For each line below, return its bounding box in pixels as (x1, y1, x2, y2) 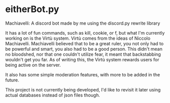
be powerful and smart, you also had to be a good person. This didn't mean (5, 46, 163, 52)
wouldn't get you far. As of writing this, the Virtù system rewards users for (5, 56, 159, 62)
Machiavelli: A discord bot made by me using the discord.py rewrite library (5, 20, 160, 26)
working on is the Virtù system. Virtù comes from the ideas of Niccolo (5, 35, 151, 41)
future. (5, 77, 19, 83)
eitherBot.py (5, 4, 59, 15)
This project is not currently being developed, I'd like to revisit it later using (5, 86, 161, 92)
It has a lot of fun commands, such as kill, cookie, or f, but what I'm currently (5, 30, 165, 36)
